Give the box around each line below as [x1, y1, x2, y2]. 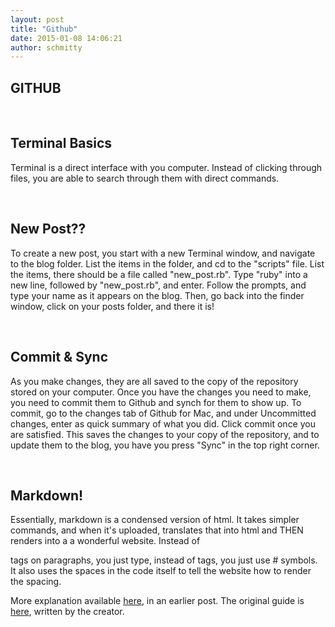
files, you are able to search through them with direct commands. [10, 172, 280, 184]
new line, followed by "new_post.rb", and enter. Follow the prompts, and [10, 279, 307, 291]
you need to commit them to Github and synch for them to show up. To [10, 396, 302, 408]
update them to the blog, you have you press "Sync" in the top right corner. [10, 439, 320, 451]
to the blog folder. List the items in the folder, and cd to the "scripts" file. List [10, 257, 325, 270]
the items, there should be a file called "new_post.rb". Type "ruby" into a [10, 268, 308, 280]
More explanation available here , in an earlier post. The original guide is [10, 595, 305, 607]
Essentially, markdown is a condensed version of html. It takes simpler [10, 514, 300, 526]
